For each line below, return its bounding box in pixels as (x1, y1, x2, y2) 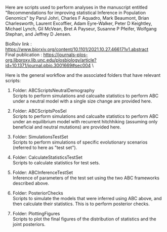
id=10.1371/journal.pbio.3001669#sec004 (5, 63, 91, 68)
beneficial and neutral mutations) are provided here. (12, 124, 121, 130)
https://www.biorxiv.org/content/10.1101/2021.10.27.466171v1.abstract (5, 47, 149, 52)
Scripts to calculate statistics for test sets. (12, 160, 100, 166)
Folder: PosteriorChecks (12, 190, 63, 196)
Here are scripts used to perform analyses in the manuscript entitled (5, 5, 148, 10)
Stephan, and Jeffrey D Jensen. (5, 31, 72, 37)
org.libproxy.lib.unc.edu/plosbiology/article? (5, 57, 97, 63)
